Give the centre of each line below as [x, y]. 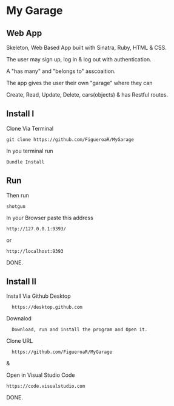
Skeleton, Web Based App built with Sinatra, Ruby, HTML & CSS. [86, 47]
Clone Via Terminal [30, 128]
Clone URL [20, 341]
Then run [18, 195]
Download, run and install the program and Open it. [80, 330]
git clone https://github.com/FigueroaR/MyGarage [70, 139]
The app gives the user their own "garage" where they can [79, 83]
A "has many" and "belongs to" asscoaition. [61, 71]
